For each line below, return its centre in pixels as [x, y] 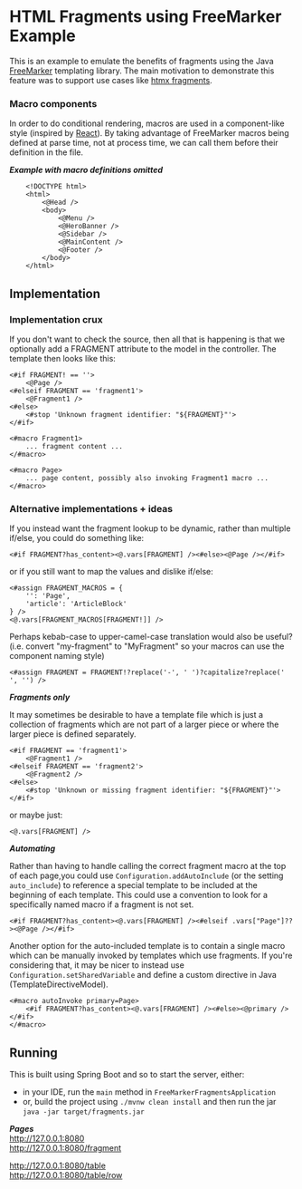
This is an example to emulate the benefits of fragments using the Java [142, 61]
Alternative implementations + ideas [91, 508]
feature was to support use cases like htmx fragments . [111, 80]
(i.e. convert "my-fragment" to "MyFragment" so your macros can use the [147, 646]
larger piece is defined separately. [73, 734]
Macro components [53, 103]
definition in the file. [47, 152]
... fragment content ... [75, 446]
